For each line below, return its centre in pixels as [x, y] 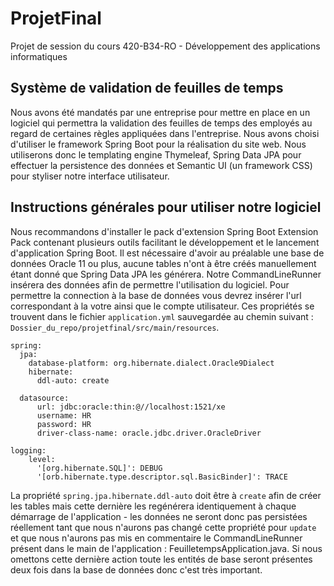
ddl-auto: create [73, 380]
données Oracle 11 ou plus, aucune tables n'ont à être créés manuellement [163, 263]
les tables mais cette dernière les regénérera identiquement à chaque [153, 506]
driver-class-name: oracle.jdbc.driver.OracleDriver [149, 433]
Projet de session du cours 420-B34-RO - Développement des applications [165, 46]
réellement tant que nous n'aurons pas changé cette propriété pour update [163, 527]
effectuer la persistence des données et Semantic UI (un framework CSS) [161, 165]
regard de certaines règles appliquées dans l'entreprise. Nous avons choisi [165, 133]
